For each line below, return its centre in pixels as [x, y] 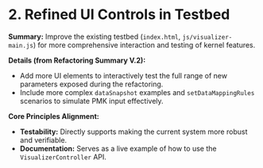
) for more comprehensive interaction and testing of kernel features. [144, 44]
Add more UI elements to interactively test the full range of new [124, 75]
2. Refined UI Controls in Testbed [119, 15]
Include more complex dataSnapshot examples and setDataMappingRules [137, 92]
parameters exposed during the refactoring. [91, 84]
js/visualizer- [207, 37]
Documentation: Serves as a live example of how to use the [118, 148]
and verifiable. [43, 139]
